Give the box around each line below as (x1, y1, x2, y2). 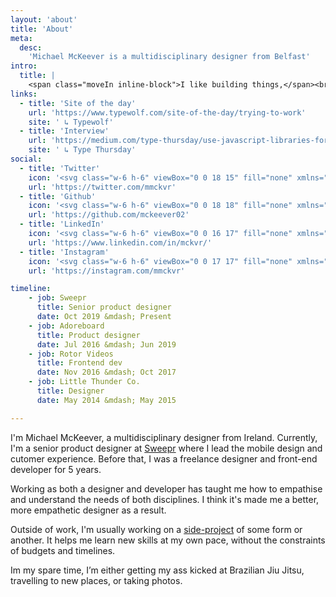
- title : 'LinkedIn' (19, 219, 105, 230)
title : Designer (36, 386, 105, 396)
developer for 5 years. (10, 463, 102, 475)
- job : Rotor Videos (28, 349, 114, 359)
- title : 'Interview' (19, 126, 110, 136)
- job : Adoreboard (28, 321, 105, 331)
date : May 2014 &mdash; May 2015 (36, 395, 177, 405)
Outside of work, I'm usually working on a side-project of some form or (10, 523, 303, 535)
